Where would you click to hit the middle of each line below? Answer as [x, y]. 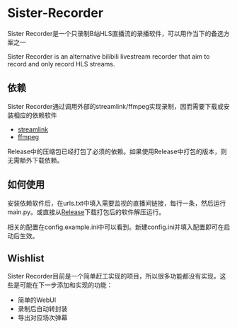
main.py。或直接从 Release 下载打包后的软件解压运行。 [86, 212]
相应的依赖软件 [35, 115]
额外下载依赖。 [41, 160]
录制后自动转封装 [42, 309]
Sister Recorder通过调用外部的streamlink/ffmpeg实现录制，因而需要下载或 [116, 106]
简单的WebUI [37, 300]
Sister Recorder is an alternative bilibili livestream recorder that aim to [109, 56]
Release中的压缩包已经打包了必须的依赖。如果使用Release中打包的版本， [114, 151]
